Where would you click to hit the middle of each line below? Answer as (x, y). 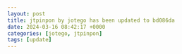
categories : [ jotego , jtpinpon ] (55, 33)
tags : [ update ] (30, 40)
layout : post (26, 14)
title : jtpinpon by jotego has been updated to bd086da (91, 20)
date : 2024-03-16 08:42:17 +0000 (56, 27)
